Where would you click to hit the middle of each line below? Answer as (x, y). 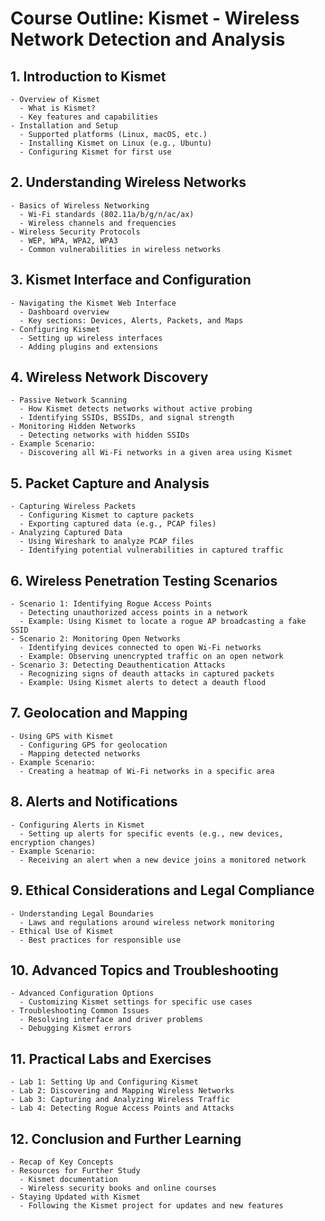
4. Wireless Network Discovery (109, 377)
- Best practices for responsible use (100, 940)
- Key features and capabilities (89, 117)
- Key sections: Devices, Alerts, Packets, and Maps (131, 320)
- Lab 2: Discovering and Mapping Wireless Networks (122, 1091)
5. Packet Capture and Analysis (110, 483)
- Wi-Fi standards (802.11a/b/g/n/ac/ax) (107, 214)
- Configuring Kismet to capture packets (107, 515)
